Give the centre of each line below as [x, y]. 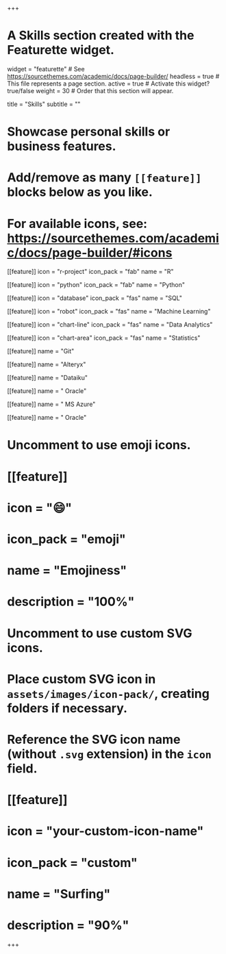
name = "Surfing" [59, 894]
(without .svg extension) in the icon [110, 754]
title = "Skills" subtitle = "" [44, 104]
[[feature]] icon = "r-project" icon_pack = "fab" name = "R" [90, 272]
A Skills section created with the [101, 36]
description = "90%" [68, 925]
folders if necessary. [67, 708]
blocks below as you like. [80, 192]
